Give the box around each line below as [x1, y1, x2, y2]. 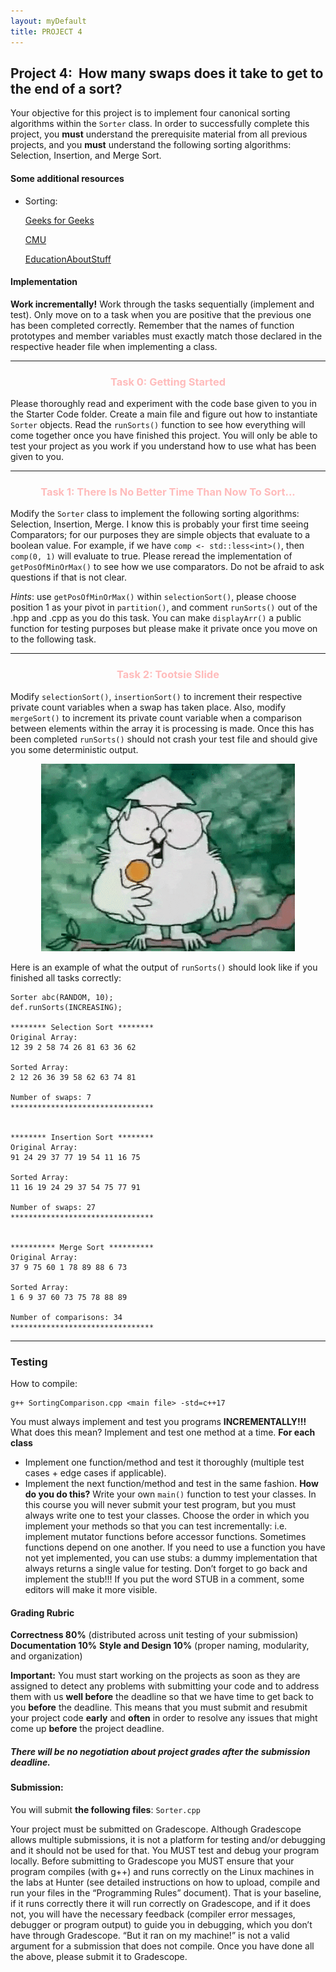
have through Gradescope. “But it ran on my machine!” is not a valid [10, 1929, 290, 1941]
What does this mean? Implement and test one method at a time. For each [10, 1426, 316, 1438]
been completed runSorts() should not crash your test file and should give [10, 733, 318, 745]
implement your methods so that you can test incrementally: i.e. [24, 1520, 288, 1532]
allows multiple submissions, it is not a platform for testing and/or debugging [10, 1833, 326, 1845]
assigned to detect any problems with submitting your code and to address [10, 1680, 320, 1692]
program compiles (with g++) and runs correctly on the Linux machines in [10, 1865, 315, 1877]
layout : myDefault [10, 16, 87, 26]
